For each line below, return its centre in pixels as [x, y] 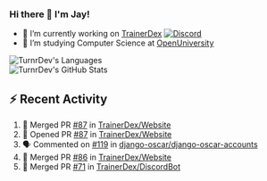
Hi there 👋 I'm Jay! [50, 14]
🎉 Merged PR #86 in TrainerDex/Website [97, 157]
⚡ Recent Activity [58, 99]
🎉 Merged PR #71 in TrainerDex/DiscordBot [101, 167]
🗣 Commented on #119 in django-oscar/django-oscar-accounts [140, 144]
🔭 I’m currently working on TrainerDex [92, 34]
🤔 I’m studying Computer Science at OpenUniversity [118, 43]
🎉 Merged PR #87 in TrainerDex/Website [96, 125]
